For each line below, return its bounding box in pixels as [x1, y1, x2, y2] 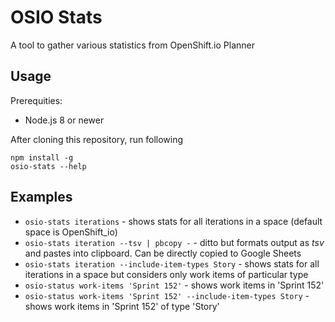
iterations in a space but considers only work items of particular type [24, 268, 309, 280]
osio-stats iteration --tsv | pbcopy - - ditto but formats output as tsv [24, 236, 325, 248]
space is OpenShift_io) [24, 226, 118, 238]
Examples [10, 189, 73, 206]
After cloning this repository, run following [10, 133, 184, 145]
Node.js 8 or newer [24, 114, 105, 126]
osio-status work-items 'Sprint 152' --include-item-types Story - [24, 289, 310, 301]
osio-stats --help [10, 161, 87, 171]
